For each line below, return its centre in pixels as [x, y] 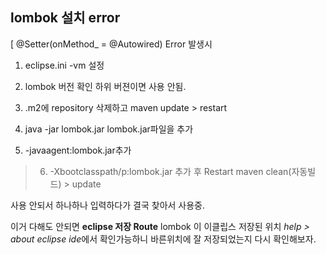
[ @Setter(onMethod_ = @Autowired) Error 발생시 [111, 44]
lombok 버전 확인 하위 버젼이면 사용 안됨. [105, 86]
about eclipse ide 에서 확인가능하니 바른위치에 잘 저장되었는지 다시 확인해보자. [163, 239]
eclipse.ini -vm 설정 [64, 65]
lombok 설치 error [65, 18]
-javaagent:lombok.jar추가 [78, 150]
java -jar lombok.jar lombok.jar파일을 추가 [109, 129]
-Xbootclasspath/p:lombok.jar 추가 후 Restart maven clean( [170, 171]
